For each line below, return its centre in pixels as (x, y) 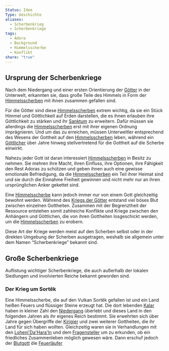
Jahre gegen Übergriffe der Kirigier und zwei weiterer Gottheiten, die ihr (80, 322)
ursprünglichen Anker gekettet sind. (42, 185)
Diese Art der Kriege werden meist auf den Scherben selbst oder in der (79, 232)
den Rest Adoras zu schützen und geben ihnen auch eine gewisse (74, 169)
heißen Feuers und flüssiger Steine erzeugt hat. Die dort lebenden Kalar (80, 305)
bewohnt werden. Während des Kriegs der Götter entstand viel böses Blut (82, 200)
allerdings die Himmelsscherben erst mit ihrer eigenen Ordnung (71, 127)
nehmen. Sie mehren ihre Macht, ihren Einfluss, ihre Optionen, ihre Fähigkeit (84, 163)
